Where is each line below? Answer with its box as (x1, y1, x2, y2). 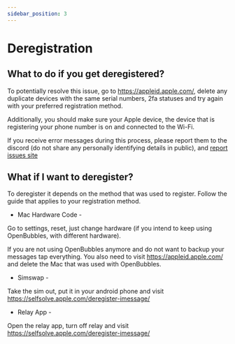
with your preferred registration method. (7, 101, 124, 110)
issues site (7, 151, 38, 159)
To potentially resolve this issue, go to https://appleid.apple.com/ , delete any (7, 87, 228, 95)
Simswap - (17, 273, 49, 282)
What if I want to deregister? (7, 171, 134, 183)
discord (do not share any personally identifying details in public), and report (7, 143, 228, 152)
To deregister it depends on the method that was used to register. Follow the (7, 189, 227, 198)
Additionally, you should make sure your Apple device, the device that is (7, 115, 215, 123)
